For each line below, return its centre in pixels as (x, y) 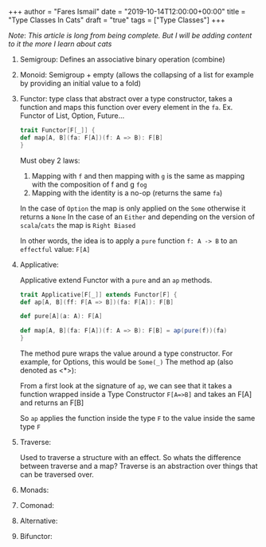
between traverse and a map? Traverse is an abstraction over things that (139, 466)
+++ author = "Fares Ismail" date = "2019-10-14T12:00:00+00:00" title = (127, 12)
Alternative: (39, 521)
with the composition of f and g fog (89, 184)
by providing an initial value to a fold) (80, 83)
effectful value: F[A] (55, 249)
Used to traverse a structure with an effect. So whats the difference (130, 457)
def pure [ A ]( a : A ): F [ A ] (61, 317)
